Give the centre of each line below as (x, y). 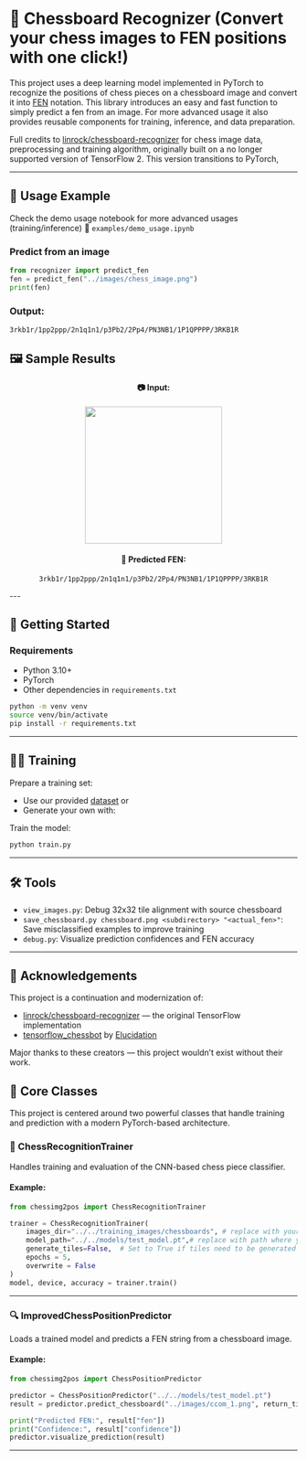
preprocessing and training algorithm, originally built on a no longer (136, 149)
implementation (52, 1025)
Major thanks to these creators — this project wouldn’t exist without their (146, 1053)
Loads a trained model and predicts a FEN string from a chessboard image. (151, 1338)
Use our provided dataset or (76, 800)
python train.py (40, 845)
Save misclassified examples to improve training (113, 929)
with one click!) (69, 58)
